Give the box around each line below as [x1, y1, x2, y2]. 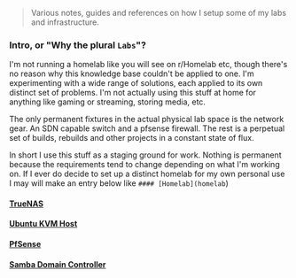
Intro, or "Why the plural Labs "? [9, 39, 146, 51]
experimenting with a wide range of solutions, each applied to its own [9, 78, 263, 89]
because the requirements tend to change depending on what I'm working [9, 159, 281, 170]
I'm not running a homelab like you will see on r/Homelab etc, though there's [9, 59, 288, 70]
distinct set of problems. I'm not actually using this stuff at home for [9, 88, 257, 98]
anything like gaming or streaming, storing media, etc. [9, 97, 206, 107]
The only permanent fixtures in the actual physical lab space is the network [9, 114, 284, 125]
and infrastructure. [30, 17, 100, 27]
